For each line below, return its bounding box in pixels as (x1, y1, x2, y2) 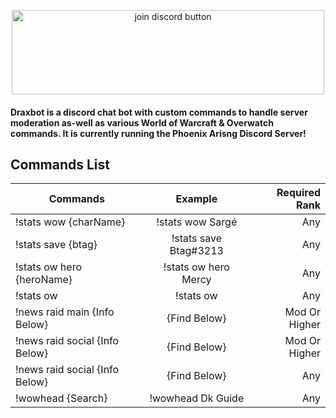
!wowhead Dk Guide (149, 391, 245, 405)
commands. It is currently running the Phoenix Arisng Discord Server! (10, 127, 307, 139)
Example (175, 192, 218, 206)
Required (276, 186, 321, 200)
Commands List (10, 156, 110, 173)
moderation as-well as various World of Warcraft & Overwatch (10, 116, 274, 129)
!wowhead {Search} (15, 391, 108, 405)
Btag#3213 (169, 244, 224, 258)
